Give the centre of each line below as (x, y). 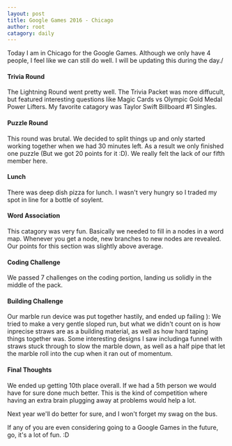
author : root (26, 27)
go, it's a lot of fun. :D (38, 435)
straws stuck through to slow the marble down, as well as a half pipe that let (116, 346)
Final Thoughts (30, 370)
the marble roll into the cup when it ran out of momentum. (90, 354)
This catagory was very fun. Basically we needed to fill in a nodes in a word (116, 231)
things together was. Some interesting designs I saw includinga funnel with (115, 339)
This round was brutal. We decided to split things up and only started (106, 138)
